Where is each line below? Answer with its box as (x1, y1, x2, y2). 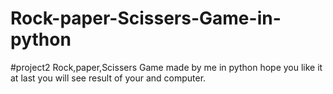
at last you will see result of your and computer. (10, 72, 207, 84)
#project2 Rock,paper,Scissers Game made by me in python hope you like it (10, 61, 323, 73)
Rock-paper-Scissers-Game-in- (10, 7, 282, 30)
